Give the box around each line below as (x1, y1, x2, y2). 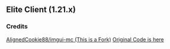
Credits (6, 22, 28, 31)
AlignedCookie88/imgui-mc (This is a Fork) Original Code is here (6, 35, 164, 43)
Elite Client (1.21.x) (6, 5, 76, 15)
